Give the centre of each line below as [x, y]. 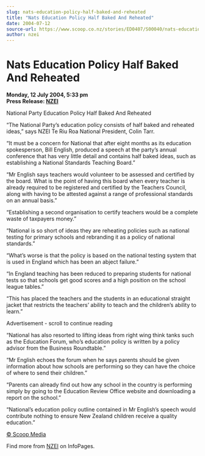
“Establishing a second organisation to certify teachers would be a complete [102, 212]
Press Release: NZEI [33, 101]
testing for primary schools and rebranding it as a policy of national [91, 237]
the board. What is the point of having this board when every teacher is [96, 181]
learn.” [15, 311]
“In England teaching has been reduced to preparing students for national [99, 274]
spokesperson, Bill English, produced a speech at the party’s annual [92, 150]
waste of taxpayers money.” [41, 219]
